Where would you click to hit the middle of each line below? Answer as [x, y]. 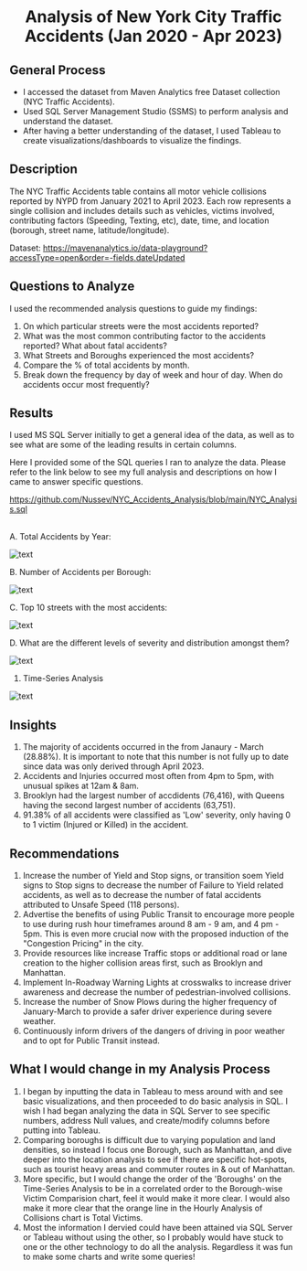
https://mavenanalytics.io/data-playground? [125, 248]
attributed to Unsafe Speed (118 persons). [101, 905]
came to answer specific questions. [76, 482]
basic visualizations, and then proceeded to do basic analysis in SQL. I [155, 1101]
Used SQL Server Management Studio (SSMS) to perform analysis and [155, 111]
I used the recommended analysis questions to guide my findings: [133, 308]
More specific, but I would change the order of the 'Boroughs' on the [152, 1179]
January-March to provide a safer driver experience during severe [147, 1011]
